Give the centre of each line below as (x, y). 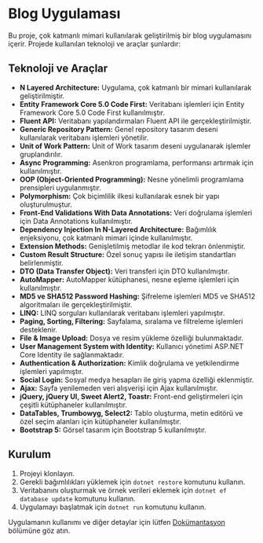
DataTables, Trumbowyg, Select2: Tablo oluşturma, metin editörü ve (131, 413)
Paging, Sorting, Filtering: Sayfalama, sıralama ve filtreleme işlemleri (131, 321)
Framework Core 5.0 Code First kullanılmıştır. (92, 112)
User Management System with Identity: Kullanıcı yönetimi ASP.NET (131, 346)
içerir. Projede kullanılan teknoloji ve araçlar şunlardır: (95, 43)
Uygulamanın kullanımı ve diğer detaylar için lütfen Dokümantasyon (117, 522)
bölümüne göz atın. (39, 530)
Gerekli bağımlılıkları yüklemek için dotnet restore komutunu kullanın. (132, 482)
